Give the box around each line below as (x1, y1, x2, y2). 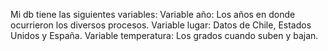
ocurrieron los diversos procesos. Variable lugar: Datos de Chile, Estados (10, 19, 312, 31)
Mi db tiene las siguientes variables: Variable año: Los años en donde (10, 9, 296, 20)
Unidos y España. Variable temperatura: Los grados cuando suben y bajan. (10, 30, 319, 41)
